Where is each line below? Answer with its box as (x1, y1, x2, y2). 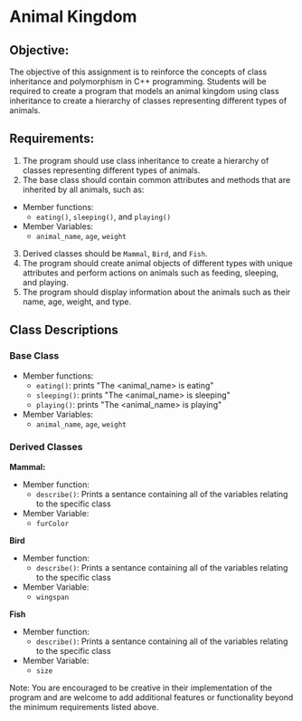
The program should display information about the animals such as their (22, 286, 291, 297)
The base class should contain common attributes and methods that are (22, 174, 291, 185)
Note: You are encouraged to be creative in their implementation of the (9, 682, 273, 693)
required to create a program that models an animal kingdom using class (9, 86, 279, 96)
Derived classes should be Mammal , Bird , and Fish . (22, 247, 208, 259)
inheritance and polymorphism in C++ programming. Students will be (9, 76, 267, 87)
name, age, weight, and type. (22, 296, 132, 307)
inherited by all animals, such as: (22, 184, 145, 195)
